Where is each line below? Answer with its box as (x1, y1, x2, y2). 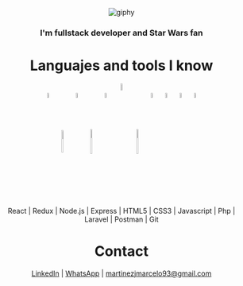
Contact (94, 242, 149, 261)
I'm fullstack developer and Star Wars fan (39, 27, 204, 38)
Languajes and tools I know (29, 56, 214, 75)
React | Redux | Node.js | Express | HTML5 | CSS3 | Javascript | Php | (7, 206, 236, 215)
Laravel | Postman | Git (84, 214, 159, 224)
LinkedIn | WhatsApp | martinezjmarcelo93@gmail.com (31, 269, 212, 278)
